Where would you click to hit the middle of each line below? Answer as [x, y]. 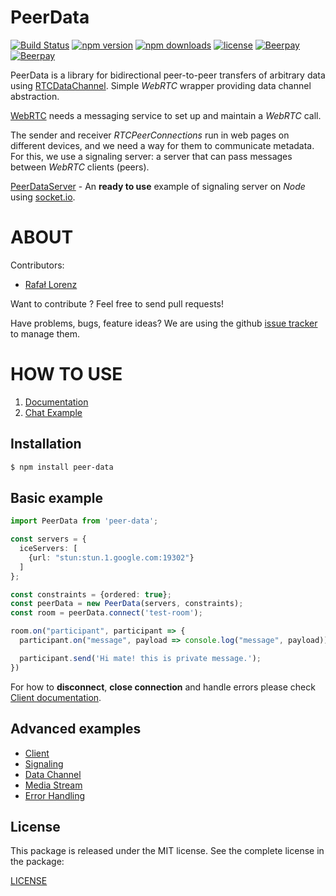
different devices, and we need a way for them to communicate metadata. [162, 145]
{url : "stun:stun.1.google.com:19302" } [111, 557]
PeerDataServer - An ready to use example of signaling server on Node [158, 186]
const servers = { [48, 539]
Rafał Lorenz [51, 284]
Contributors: [37, 265]
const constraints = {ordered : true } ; [91, 594]
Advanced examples [76, 729]
